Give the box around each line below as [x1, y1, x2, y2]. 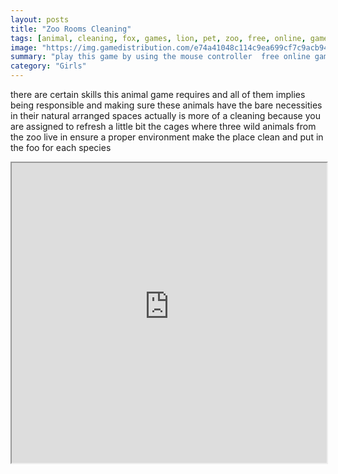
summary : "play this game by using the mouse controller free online [10, 52, 311, 62]
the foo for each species [10, 142, 112, 153]
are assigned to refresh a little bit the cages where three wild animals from [10, 121, 317, 132]
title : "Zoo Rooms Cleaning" [10, 24, 132, 34]
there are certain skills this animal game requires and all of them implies [10, 89, 306, 100]
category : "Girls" [10, 61, 87, 71]
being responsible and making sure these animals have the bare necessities [10, 99, 323, 111]
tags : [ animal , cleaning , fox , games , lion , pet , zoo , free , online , [10, 33, 307, 43]
